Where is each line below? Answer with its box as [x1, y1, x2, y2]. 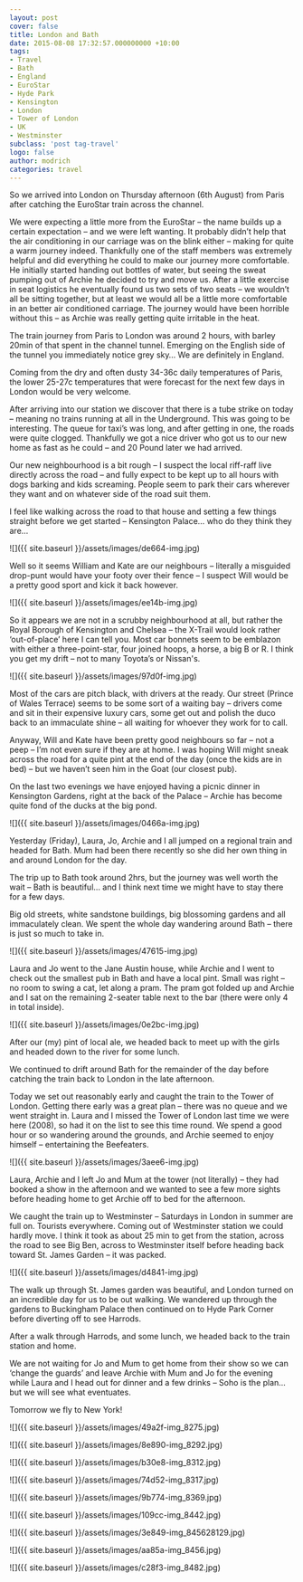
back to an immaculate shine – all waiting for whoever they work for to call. [9, 717, 288, 729]
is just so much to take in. [9, 929, 105, 939]
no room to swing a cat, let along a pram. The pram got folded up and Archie [9, 983, 295, 994]
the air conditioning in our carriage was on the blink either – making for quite [9, 236, 294, 247]
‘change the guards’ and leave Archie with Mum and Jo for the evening [9, 1368, 273, 1378]
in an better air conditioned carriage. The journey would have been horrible [9, 303, 289, 314]
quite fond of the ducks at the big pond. [9, 800, 157, 811]
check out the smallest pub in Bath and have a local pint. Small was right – [9, 973, 285, 984]
